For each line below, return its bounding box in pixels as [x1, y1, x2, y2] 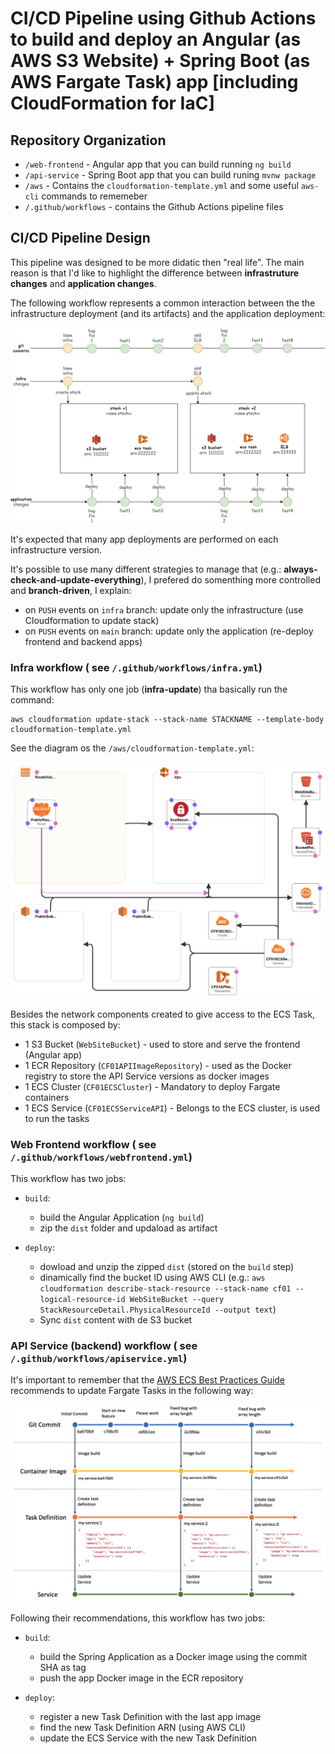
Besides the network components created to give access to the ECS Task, [10, 1008, 315, 1020]
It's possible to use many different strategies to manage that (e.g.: [10, 563, 282, 575]
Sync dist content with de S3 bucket [39, 1313, 193, 1326]
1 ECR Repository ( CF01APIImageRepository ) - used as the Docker [24, 1059, 292, 1071]
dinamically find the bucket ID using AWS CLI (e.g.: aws [39, 1271, 266, 1283]
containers [24, 1091, 70, 1103]
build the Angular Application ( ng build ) [39, 1211, 205, 1223]
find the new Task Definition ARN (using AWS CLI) [39, 1721, 247, 1733]
